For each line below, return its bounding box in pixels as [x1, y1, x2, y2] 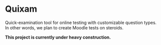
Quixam [5, 3, 38, 15]
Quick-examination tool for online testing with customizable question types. [5, 20, 157, 25]
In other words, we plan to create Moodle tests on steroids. [5, 24, 123, 30]
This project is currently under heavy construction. [5, 34, 111, 40]
